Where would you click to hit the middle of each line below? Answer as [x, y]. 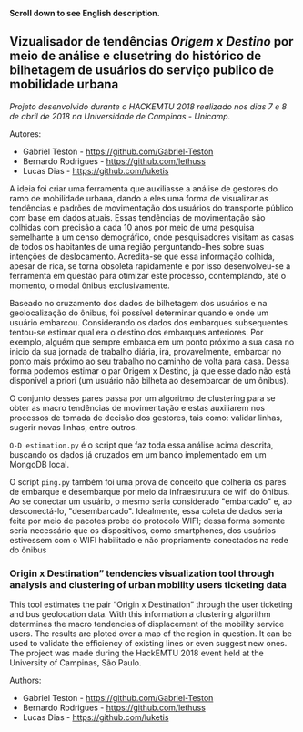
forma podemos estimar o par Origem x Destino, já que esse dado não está [150, 371]
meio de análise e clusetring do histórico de [136, 56]
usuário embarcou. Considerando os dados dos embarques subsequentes [149, 322]
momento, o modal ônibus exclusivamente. [90, 285]
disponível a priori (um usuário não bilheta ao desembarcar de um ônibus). [149, 380]
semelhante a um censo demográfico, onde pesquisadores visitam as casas [151, 237]
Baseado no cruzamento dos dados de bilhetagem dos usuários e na [138, 303]
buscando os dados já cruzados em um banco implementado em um [138, 454]
